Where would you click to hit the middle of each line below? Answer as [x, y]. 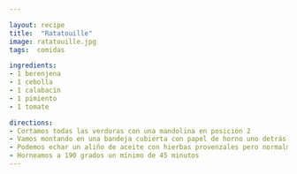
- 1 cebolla [31, 82]
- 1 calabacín [35, 90]
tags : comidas [37, 49]
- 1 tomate [29, 107]
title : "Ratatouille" [51, 33]
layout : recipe [37, 25]
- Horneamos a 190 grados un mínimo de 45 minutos [104, 155]
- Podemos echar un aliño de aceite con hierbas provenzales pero [134, 148]
